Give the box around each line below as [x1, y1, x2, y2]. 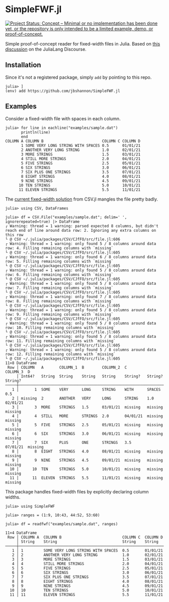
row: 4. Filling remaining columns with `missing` [5, 245, 114, 250]
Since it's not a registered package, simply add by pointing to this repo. [5, 74, 152, 80]
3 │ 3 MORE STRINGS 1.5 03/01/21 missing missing [12, 405, 163, 410]
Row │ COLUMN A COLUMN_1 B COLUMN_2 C [7, 365, 127, 370]
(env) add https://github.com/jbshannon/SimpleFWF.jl [5, 88, 121, 93]
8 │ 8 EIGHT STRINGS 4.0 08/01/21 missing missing [12, 448, 163, 454]
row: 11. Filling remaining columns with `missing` [5, 338, 116, 343]
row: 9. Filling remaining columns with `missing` [5, 312, 114, 317]
